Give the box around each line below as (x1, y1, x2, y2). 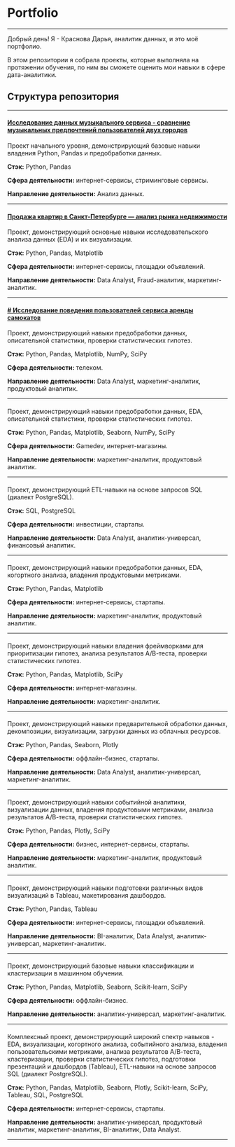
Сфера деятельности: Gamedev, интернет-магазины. (7, 441, 168, 450)
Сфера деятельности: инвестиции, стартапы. (7, 520, 145, 528)
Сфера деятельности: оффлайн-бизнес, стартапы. (7, 754, 159, 763)
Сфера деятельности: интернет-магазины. (7, 683, 138, 692)
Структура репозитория (7, 91, 120, 103)
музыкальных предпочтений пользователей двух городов (7, 126, 188, 134)
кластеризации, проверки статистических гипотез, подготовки (7, 1055, 196, 1063)
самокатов (7, 313, 41, 321)
